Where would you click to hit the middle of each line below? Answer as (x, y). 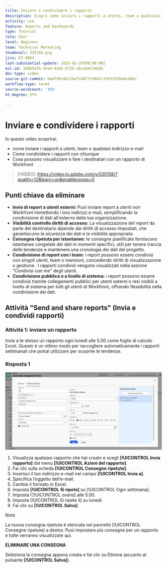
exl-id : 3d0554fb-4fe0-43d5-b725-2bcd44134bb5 (54, 68)
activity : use (20, 21)
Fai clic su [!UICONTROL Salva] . (45, 506)
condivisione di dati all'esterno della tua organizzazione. (70, 218)
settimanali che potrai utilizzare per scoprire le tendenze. (63, 351)
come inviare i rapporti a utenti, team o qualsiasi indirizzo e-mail (78, 149)
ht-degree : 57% (21, 95)
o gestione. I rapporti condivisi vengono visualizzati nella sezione (80, 266)
